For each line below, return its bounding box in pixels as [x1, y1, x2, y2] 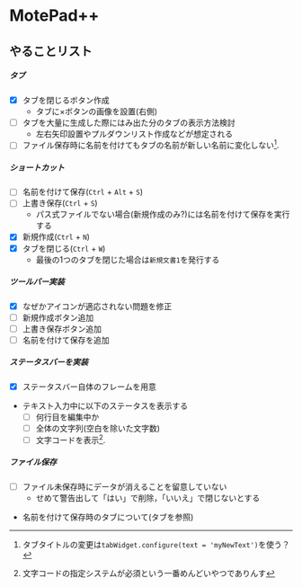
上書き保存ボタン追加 [22, 323, 102, 334]
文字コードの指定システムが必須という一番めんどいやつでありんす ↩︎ [22, 567, 276, 578]
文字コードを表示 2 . [35, 432, 106, 445]
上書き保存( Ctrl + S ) [22, 198, 98, 209]
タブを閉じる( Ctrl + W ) [22, 243, 106, 253]
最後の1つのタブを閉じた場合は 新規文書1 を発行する [35, 253, 220, 265]
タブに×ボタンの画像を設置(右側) [35, 105, 158, 117]
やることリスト [9, 43, 93, 58]
